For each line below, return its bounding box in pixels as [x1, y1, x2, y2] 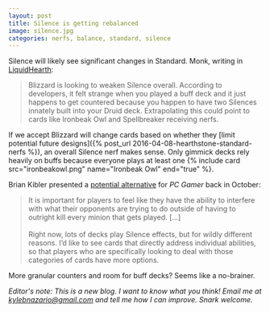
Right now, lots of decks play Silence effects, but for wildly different [27, 230, 252, 240]
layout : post [8, 11, 52, 20]
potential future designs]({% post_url [8, 138, 131, 149]
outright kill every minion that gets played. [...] [27, 212, 181, 222]
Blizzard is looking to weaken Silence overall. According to [27, 80, 222, 90]
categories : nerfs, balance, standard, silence [8, 34, 172, 43]
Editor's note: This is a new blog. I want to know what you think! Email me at [8, 286, 262, 296]
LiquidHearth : [8, 65, 54, 75]
